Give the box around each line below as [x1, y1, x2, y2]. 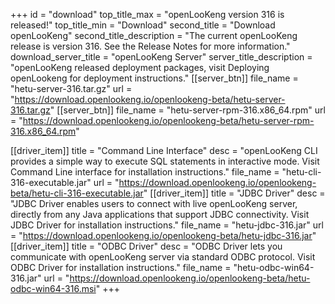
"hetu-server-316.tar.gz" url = [10, 83, 133, 94]
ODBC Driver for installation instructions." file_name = [10, 262, 232, 273]
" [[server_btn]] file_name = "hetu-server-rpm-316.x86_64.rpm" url [49, 104, 326, 116]
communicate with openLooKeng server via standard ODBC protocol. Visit [10, 251, 316, 263]
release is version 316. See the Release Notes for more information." [10, 40, 291, 52]
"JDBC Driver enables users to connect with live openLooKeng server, [10, 198, 298, 209]
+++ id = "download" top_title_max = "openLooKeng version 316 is [10, 9, 285, 20]
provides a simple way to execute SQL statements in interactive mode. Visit [10, 155, 320, 167]
